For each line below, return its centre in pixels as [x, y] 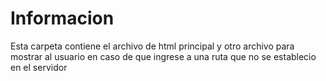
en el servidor [39, 67]
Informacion [62, 18]
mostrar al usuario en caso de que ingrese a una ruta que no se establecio [163, 56]
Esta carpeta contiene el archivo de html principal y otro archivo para [152, 46]
